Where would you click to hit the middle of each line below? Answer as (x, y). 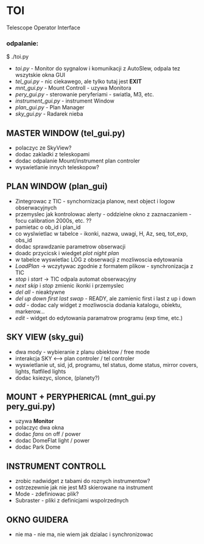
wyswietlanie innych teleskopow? (57, 167)
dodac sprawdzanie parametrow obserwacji (70, 246)
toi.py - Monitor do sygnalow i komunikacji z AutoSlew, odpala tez (98, 68)
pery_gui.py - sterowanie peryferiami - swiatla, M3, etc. (84, 95)
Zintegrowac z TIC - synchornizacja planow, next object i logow (95, 201)
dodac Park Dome (38, 447)
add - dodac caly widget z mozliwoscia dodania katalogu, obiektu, (98, 305)
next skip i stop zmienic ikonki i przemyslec (69, 285)
